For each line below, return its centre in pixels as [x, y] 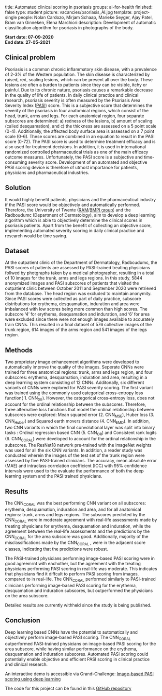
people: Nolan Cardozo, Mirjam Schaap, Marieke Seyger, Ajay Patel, [86, 17]
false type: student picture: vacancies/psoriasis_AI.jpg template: [69, 12]
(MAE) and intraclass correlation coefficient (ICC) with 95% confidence [76, 466]
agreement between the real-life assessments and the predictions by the [77, 531]
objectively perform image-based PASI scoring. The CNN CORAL [68, 638]
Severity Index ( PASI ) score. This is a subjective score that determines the [79, 105]
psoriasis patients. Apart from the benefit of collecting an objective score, [79, 225]
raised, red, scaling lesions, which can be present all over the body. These [79, 79]
